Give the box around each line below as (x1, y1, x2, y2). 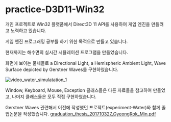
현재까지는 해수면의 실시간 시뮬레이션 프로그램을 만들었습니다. (5, 49, 129, 55)
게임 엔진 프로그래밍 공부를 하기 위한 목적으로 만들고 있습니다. (5, 38, 128, 44)
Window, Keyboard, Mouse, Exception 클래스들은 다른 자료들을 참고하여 (5, 87, 152, 93)
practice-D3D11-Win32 (5, 4, 105, 15)
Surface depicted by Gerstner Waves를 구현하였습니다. (5, 66, 118, 72)
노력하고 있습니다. (10, 27, 46, 34)
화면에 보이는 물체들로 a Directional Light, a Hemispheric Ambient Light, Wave (5, 60, 166, 66)
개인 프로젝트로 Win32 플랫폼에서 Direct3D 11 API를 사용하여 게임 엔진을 (5, 21, 151, 27)
